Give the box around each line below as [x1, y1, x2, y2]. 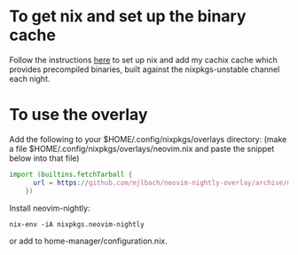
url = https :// [32, 178, 90, 187]
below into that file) [9, 153, 80, 163]
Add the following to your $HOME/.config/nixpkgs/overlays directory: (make [9, 133, 287, 144]
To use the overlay [9, 105, 148, 125]
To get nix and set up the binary [9, 6, 247, 27]
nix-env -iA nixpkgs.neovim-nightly [9, 219, 145, 228]
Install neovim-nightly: [9, 203, 90, 213]
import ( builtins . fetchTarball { [9, 170, 133, 179]
